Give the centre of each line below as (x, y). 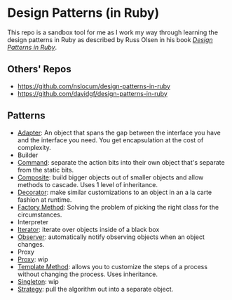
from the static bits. (46, 170)
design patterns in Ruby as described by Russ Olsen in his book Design (110, 39)
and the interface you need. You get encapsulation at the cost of (110, 140)
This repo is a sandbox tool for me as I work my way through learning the (113, 32)
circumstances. (40, 214)
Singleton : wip (38, 281)
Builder (28, 155)
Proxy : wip (33, 259)
